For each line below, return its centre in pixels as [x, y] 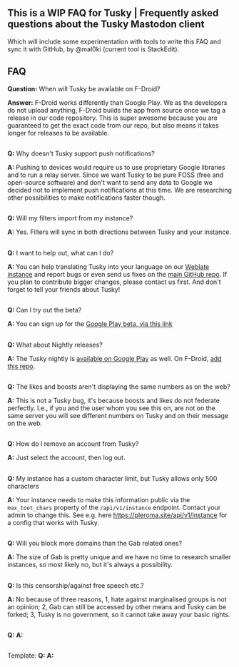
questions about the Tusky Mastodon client [106, 25]
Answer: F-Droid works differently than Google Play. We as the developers [117, 102]
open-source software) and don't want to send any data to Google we [110, 183]
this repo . [21, 366]
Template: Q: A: [31, 656]
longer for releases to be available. [58, 133]
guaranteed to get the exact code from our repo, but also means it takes [113, 125]
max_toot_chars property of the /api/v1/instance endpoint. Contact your [114, 507]
